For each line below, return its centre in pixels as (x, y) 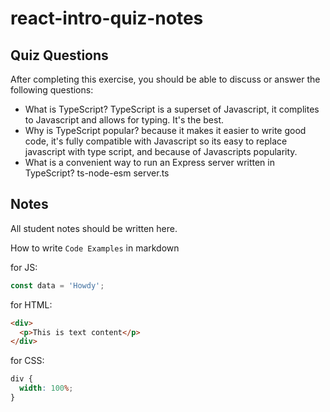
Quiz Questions (59, 55)
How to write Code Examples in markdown (95, 248)
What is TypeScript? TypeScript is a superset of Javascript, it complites (172, 109)
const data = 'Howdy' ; (57, 285)
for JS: (24, 267)
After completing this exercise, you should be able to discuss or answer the (165, 79)
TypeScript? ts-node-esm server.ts (97, 173)
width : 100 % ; (46, 388)
